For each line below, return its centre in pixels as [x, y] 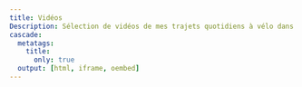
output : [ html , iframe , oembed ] [79, 69]
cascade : [26, 34]
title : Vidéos [36, 18]
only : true [54, 60]
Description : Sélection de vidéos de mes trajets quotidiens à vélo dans [152, 26]
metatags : [36, 43]
